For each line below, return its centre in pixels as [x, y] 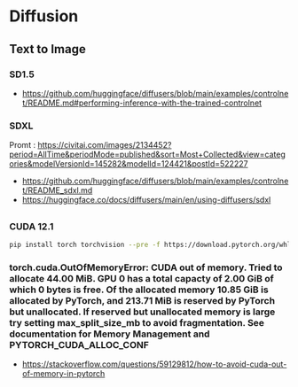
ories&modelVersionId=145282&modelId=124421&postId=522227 [129, 164]
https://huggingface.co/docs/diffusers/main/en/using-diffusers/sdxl [146, 200]
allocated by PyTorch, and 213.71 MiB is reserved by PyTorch [142, 300]
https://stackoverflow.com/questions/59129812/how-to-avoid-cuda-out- [154, 364]
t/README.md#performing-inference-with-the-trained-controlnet [142, 103]
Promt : [23, 145]
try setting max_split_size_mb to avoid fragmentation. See [137, 322]
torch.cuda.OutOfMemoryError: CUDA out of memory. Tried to [146, 267]
